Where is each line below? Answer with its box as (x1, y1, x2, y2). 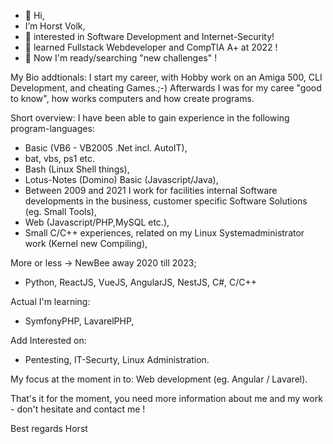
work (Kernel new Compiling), (24, 238, 148, 249)
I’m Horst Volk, (24, 20, 86, 32)
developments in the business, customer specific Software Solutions (24, 195, 308, 207)
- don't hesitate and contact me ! (10, 403, 146, 415)
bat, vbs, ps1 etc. (24, 153, 96, 164)
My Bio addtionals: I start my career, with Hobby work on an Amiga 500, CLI (10, 71, 323, 83)
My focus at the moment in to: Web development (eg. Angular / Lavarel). (10, 373, 308, 385)
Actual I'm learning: (10, 296, 91, 307)
